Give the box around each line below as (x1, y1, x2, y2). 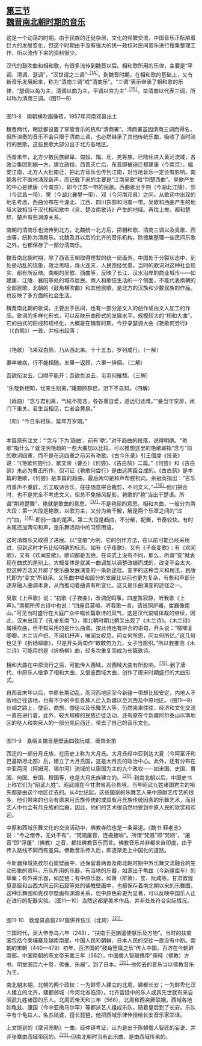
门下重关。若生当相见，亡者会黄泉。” (6, 405, 96, 412)
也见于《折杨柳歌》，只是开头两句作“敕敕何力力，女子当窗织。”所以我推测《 (6, 639, 191, 647)
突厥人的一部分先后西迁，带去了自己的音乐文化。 (32, 719, 154, 726)
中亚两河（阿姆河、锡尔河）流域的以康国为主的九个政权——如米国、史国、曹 (6, 765, 196, 772)
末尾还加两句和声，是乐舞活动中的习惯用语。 (6, 524, 117, 531)
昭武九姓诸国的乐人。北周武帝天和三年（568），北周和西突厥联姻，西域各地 (6, 996, 192, 1003)
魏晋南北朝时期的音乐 (6, 17, 85, 27)
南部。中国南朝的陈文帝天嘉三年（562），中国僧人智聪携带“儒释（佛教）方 (6, 952, 189, 959)
